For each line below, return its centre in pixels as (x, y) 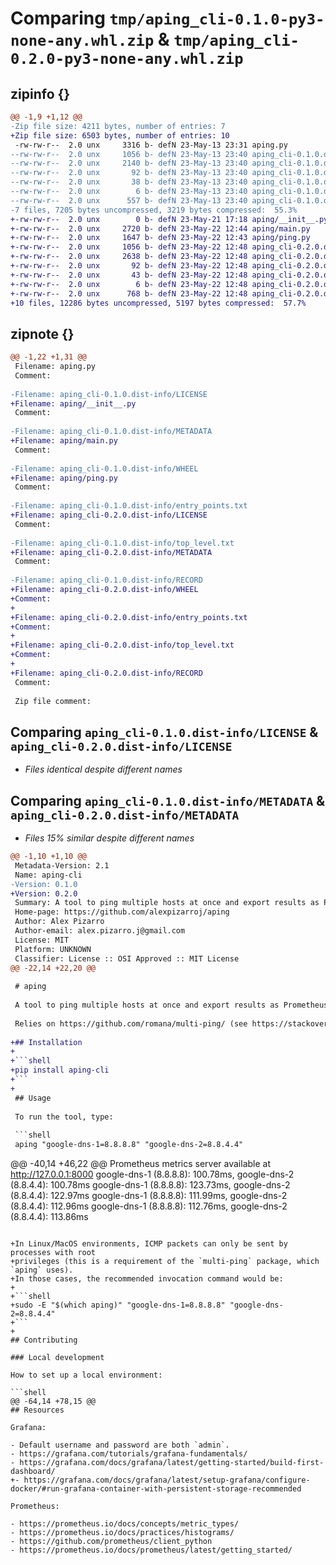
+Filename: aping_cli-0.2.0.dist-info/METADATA (111, 552)
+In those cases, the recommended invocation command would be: (147, 1279)
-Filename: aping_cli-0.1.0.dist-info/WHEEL (104, 468)
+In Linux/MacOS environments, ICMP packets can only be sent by (149, 1244)
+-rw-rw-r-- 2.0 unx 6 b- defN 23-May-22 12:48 (129, 284)
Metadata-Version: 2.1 (62, 865)
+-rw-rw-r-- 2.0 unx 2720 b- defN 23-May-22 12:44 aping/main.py (160, 228)
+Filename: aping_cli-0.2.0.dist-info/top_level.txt (122, 645)
